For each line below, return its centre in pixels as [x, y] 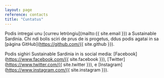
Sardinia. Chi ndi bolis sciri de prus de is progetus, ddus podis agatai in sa [82, 39]
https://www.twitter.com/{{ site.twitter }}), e [52, 65]
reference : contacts [27, 15]
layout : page [18, 10]
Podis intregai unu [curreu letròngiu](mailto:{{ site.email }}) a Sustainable [80, 34]
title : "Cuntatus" [24, 19]
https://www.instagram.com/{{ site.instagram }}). [57, 70]
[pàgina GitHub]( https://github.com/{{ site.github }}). [60, 44]
